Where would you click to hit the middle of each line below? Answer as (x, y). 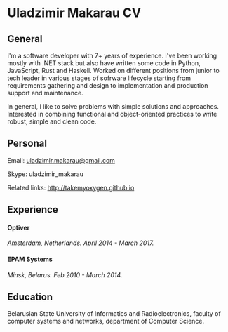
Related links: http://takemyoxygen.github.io (71, 187)
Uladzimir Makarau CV (74, 13)
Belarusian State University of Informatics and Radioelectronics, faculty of (114, 314)
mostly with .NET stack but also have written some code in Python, (104, 63)
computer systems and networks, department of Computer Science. (106, 321)
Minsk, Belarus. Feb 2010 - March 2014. (65, 274)
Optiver (19, 227)
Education (30, 297)
